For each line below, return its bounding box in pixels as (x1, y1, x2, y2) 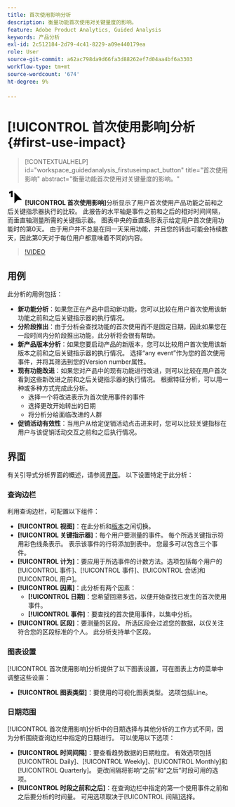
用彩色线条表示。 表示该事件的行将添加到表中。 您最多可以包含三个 (17, 540, 212, 548)
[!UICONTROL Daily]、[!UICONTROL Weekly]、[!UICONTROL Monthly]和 (17, 757, 228, 765)
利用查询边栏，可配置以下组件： (7, 507, 100, 516)
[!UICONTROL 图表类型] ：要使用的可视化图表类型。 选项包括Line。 (17, 688, 212, 697)
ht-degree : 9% (7, 78, 49, 85)
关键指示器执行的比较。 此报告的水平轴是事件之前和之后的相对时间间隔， (13, 208, 224, 216)
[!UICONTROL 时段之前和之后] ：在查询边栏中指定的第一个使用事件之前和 (17, 783, 229, 792)
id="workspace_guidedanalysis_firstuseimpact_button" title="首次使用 (24, 166, 228, 174)
